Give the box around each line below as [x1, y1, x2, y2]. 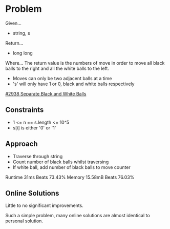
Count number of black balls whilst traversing [12, 159, 109, 165]
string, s [12, 30, 30, 36]
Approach [5, 140, 38, 148]
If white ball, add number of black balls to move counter [12, 164, 131, 170]
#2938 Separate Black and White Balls [5, 90, 87, 97]
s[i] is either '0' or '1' [12, 124, 56, 131]
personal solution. [5, 218, 44, 224]
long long [12, 50, 33, 56]
